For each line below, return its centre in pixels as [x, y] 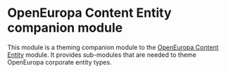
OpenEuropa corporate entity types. [59, 62]
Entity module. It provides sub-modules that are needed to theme [102, 55]
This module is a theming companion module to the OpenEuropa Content [113, 47]
